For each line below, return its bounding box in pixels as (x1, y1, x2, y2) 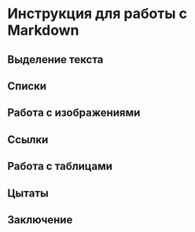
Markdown (7, 21, 79, 39)
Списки (7, 79, 47, 93)
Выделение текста (7, 53, 104, 66)
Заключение (7, 213, 73, 226)
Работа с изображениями (7, 106, 141, 120)
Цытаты (7, 186, 49, 200)
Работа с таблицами (7, 160, 113, 173)
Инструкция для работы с (7, 5, 188, 23)
